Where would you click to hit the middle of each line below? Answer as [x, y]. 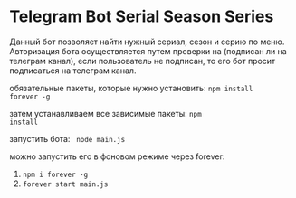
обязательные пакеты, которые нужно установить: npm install [131, 88]
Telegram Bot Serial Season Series [142, 17]
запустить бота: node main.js [67, 138]
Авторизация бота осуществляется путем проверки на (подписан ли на [148, 51]
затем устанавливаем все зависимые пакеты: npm [105, 113]
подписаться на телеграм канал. [73, 71]
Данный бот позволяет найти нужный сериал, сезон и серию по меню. [147, 42]
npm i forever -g [55, 174]
